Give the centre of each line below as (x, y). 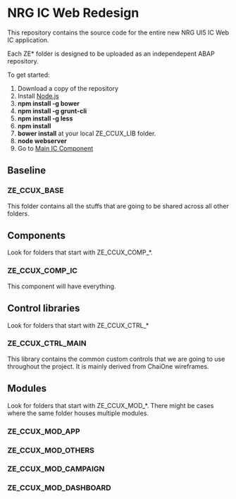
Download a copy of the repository (68, 88)
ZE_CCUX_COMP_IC (42, 271)
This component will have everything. (62, 286)
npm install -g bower (48, 103)
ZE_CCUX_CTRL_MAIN (47, 343)
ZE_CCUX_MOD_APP (44, 431)
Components (36, 236)
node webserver (42, 141)
